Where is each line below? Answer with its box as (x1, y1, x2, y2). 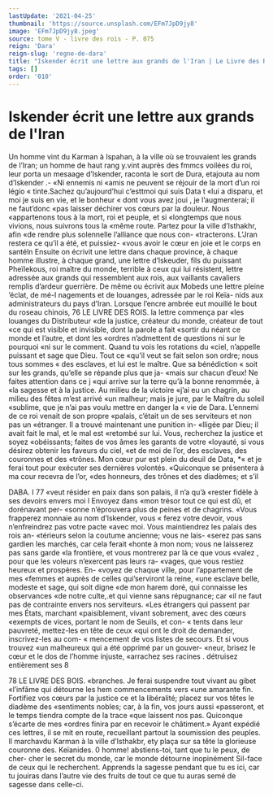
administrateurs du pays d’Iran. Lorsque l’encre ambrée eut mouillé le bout (8, 298, 258, 308)
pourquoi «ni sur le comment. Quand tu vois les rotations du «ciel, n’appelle (8, 342, 261, 351)
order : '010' (8, 72, 53, 81)
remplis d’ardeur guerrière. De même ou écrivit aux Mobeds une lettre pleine (8, 281, 265, 291)
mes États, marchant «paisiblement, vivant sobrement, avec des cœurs (8, 608, 246, 618)
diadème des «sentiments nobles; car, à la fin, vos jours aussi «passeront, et (8, 701, 264, 712)
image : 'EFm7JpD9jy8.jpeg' (8, 27, 100, 35)
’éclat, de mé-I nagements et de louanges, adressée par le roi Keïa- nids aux (8, 290, 264, 299)
